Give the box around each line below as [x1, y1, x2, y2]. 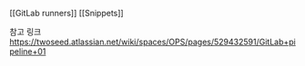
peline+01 [9, 46, 46, 57]
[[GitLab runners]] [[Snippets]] [9, 8, 125, 18]
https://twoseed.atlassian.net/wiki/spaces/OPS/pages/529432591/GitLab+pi [9, 36, 296, 47]
